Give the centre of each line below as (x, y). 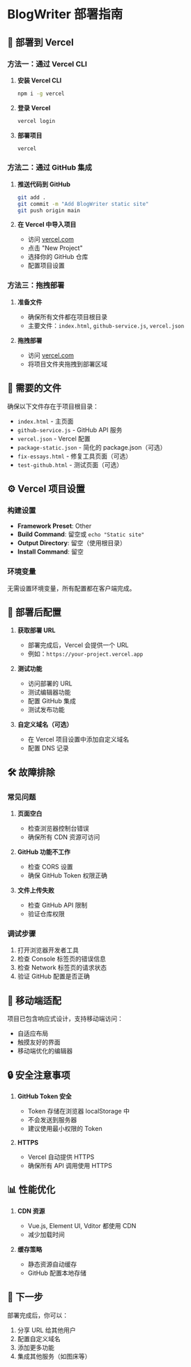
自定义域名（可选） (45, 725)
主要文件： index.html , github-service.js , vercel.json (106, 325)
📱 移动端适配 (34, 1000)
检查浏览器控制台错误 (58, 829)
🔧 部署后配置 (34, 612)
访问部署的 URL (50, 683)
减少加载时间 (46, 1234)
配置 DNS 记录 (48, 748)
